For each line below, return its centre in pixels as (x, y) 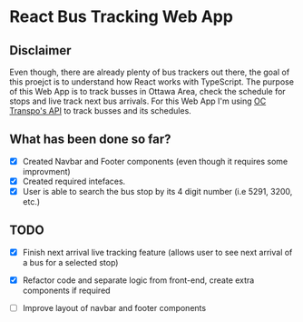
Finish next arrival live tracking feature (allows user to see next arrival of (157, 252)
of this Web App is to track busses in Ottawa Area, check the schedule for (147, 91)
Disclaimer (40, 50)
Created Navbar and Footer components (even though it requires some (155, 161)
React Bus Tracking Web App (122, 17)
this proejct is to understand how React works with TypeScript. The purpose (152, 82)
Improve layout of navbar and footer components (114, 307)
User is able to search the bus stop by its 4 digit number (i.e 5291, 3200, (157, 191)
